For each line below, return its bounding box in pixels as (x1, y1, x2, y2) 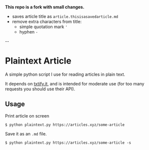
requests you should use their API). (5, 86, 75, 92)
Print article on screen (5, 113, 50, 118)
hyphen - (19, 29, 38, 34)
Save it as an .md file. (5, 131, 47, 136)
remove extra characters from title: (12, 19, 82, 24)
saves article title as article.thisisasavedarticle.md (12, 14, 118, 19)
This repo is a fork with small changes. (5, 4, 85, 10)
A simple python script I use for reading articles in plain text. (5, 71, 125, 77)
